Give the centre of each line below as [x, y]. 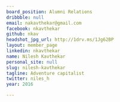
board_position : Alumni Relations [49, 12]
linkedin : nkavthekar [33, 51]
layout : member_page [32, 46]
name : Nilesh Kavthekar [36, 56]
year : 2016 [20, 85]
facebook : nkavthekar [33, 28]
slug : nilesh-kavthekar [36, 67]
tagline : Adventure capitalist [45, 73]
